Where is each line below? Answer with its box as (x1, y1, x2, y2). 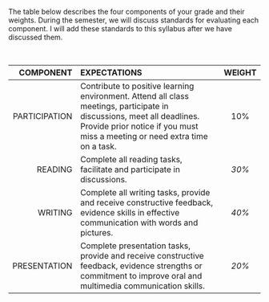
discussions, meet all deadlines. (79, 111, 200, 121)
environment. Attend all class (79, 91, 190, 101)
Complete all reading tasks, (79, 154, 183, 165)
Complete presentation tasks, (79, 240, 191, 251)
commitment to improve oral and (79, 271, 203, 281)
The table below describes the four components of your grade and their (8, 7, 246, 16)
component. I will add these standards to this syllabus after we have (8, 24, 233, 33)
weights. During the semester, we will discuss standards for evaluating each (8, 15, 259, 25)
